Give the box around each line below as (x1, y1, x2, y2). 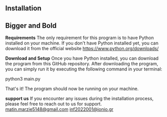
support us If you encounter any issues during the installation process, (5, 96, 154, 102)
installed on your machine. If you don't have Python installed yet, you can (5, 40, 159, 46)
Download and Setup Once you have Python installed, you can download (5, 55, 159, 61)
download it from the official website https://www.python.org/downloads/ (5, 46, 159, 52)
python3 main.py (5, 76, 41, 82)
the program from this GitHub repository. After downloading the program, (5, 61, 158, 67)
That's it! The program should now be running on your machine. (5, 86, 139, 92)
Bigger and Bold (5, 21, 57, 30)
